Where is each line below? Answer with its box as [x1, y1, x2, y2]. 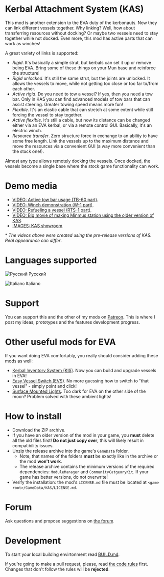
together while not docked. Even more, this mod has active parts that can [5, 35, 153, 41]
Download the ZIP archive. [12, 427, 66, 433]
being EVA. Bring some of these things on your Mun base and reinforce [12, 65, 156, 71]
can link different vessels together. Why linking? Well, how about [5, 25, 136, 30]
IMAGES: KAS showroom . [12, 223, 64, 229]
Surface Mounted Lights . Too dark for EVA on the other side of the [12, 388, 146, 394]
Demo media [5, 180, 57, 192]
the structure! [12, 70, 40, 76]
